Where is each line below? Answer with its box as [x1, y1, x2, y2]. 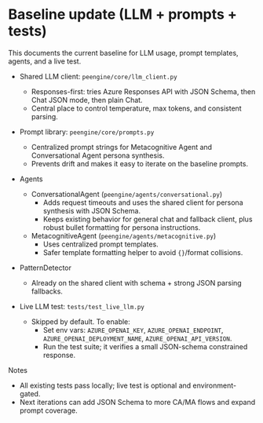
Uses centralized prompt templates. [42, 239, 159, 249]
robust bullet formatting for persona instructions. [42, 222, 201, 232]
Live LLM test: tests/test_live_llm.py [19, 301, 145, 311]
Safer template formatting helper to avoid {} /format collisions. [42, 247, 243, 257]
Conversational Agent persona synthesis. [31, 151, 165, 160]
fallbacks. [31, 286, 63, 296]
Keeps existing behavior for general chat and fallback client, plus [42, 214, 253, 224]
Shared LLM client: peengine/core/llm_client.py [19, 71, 178, 81]
